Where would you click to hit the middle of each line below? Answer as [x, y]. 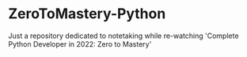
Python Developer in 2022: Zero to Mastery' [80, 44]
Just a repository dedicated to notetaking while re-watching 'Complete [123, 36]
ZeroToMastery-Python [87, 14]
